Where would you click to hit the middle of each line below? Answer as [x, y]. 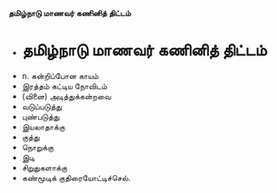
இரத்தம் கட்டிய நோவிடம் [64, 86]
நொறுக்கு [37, 147]
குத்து [30, 137]
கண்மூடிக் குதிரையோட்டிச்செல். [76, 178]
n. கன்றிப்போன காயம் [60, 75]
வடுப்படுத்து [42, 106]
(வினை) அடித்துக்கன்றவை [66, 96]
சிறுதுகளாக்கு [44, 168]
